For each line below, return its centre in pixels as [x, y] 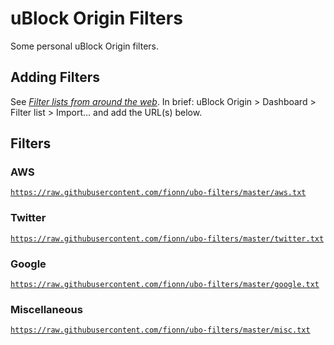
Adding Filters [55, 77]
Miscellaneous [46, 309]
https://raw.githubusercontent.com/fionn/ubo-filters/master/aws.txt [158, 193]
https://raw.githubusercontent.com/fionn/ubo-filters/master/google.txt [165, 285]
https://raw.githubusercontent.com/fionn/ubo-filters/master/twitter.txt [167, 238]
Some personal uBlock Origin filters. [84, 46]
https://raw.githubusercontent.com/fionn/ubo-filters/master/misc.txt [160, 330]
